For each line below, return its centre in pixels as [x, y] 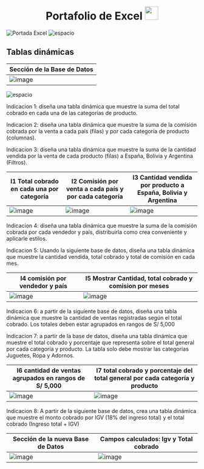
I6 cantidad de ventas [49, 370]
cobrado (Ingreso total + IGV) [43, 424]
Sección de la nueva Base [51, 439]
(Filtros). [17, 162]
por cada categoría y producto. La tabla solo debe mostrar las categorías [98, 349]
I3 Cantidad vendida [162, 177]
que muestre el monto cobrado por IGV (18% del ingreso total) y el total [95, 417]
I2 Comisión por [95, 181]
